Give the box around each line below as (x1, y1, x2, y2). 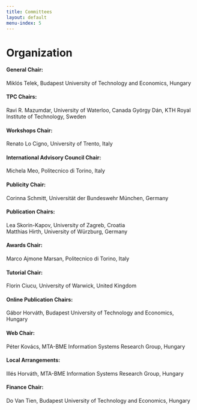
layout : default (6, 14, 47, 20)
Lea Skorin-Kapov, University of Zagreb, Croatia (6, 221, 125, 228)
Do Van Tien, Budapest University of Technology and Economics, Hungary (6, 397, 190, 404)
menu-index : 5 (6, 20, 42, 26)
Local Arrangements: (6, 356, 61, 364)
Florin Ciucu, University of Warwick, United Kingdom (6, 282, 137, 289)
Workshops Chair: (6, 127, 53, 134)
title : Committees (6, 8, 52, 15)
